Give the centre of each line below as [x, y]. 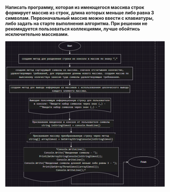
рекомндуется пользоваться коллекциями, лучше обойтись [73, 29]
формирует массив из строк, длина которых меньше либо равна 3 [80, 13]
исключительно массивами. [37, 34]
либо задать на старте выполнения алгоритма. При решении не [76, 23]
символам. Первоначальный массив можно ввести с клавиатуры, [79, 18]
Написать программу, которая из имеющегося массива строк [75, 7]
